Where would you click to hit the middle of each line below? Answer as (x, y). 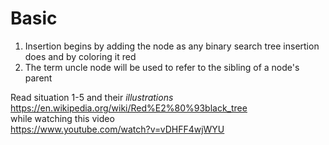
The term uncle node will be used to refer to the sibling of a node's (162, 67)
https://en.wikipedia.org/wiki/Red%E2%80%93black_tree (129, 108)
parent (38, 78)
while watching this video (62, 118)
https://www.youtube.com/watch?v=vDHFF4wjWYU (117, 129)
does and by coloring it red (80, 56)
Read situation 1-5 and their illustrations (92, 97)
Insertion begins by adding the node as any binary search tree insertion (172, 46)
